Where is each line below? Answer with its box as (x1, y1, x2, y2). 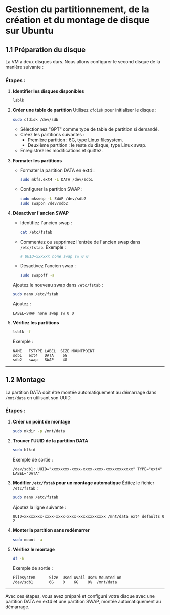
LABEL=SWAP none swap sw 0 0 (12, 311, 74, 316)
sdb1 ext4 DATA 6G (12, 353, 67, 358)
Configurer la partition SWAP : (20, 186, 83, 192)
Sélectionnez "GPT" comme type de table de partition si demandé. (20, 126, 159, 132)
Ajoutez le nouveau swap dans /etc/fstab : (12, 282, 103, 288)
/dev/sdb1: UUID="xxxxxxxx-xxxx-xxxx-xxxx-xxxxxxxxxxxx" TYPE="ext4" (12, 466, 163, 472)
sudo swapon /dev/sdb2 (20, 201, 68, 206)
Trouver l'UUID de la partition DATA (12, 438, 89, 444)
